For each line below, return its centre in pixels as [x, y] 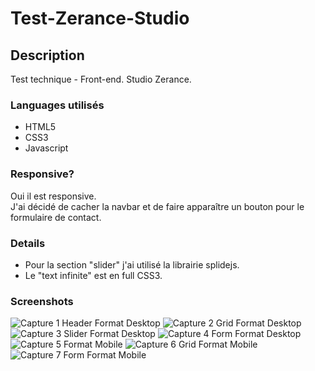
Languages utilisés [57, 105]
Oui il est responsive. [53, 196]
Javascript [46, 148]
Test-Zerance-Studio [100, 18]
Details [28, 243]
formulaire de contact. [56, 217]
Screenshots [42, 301]
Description [47, 55]
